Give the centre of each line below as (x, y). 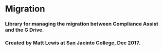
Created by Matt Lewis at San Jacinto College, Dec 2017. (73, 43)
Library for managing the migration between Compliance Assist (82, 24)
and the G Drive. (25, 30)
